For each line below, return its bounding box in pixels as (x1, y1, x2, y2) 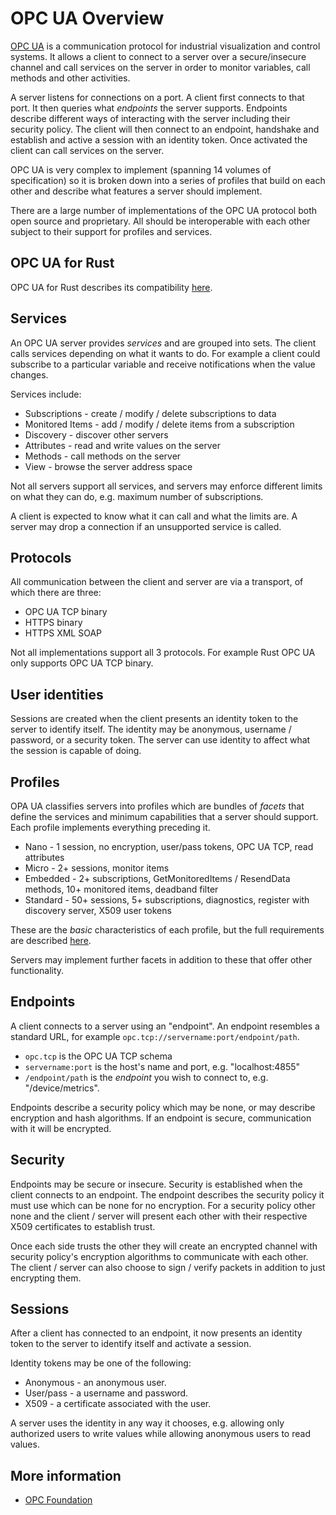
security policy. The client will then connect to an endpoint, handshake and (10, 123, 320, 135)
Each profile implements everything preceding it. (10, 822, 211, 833)
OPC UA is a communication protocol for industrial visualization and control (10, 40, 321, 52)
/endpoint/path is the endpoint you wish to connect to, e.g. (24, 1071, 269, 1083)
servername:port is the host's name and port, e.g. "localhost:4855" (24, 1060, 301, 1072)
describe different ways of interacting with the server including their (10, 112, 291, 124)
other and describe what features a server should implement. (10, 185, 263, 197)
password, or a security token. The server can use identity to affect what (10, 734, 311, 746)
